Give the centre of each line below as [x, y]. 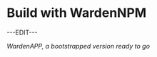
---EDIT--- [22, 32]
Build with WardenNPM [77, 13]
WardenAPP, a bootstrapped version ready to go [78, 46]
